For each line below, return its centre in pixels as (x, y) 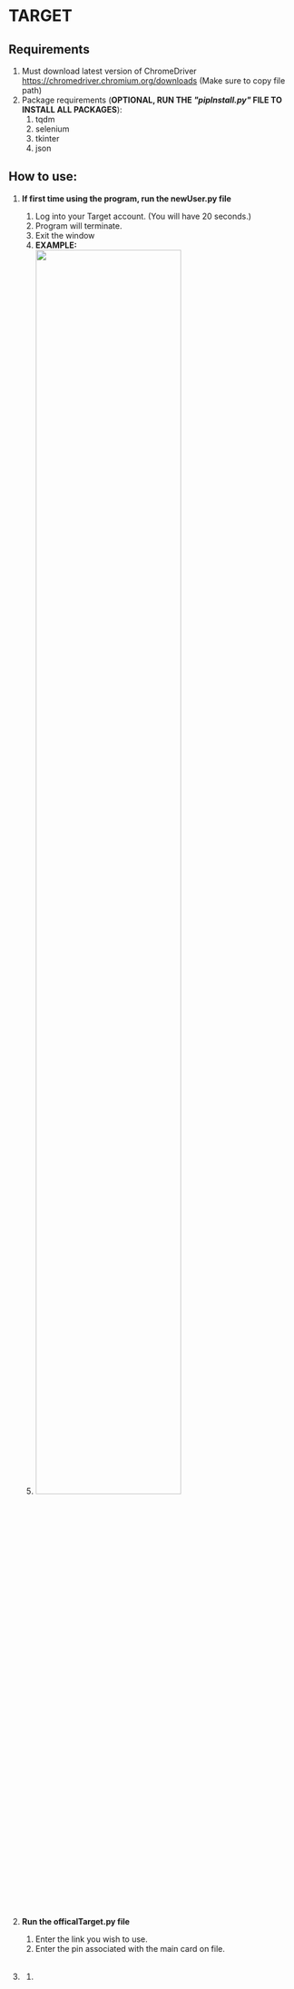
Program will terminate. (78, 225)
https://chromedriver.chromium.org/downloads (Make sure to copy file (153, 81)
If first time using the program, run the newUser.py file (127, 198)
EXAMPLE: (56, 245)
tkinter (47, 138)
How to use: (43, 176)
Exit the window (65, 235)
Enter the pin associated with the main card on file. (130, 1948)
